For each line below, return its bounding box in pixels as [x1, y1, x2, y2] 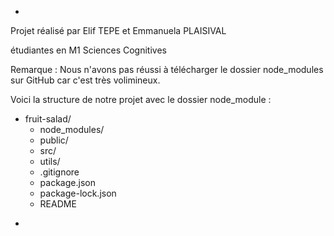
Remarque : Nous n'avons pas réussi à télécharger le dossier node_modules [10, 64, 324, 75]
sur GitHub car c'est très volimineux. [10, 74, 161, 86]
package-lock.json [39, 187, 117, 199]
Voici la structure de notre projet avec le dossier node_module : [10, 94, 272, 105]
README [39, 198, 77, 210]
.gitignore [39, 166, 80, 178]
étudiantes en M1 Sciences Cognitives [10, 44, 167, 56]
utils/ [39, 156, 61, 167]
